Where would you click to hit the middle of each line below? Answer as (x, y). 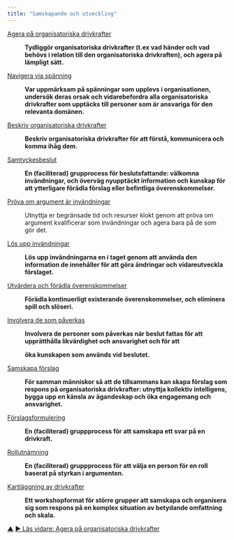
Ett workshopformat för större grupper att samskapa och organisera (126, 500)
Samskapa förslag (33, 368)
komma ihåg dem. (51, 146)
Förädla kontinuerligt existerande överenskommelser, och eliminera (125, 299)
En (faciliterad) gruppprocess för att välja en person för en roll (116, 465)
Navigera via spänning (39, 76)
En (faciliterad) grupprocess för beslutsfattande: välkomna (112, 173)
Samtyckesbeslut (32, 159)
